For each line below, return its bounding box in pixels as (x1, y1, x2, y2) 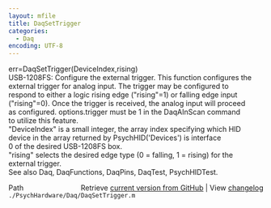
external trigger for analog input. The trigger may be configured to (8, 82, 229, 91)
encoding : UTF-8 (8, 42, 63, 50)
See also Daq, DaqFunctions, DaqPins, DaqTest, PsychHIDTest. (8, 168, 218, 177)
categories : (8, 27, 49, 35)
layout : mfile (8, 11, 57, 20)
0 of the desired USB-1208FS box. (8, 142, 123, 151)
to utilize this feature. (8, 116, 79, 125)
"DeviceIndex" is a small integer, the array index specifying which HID (8, 125, 241, 134)
